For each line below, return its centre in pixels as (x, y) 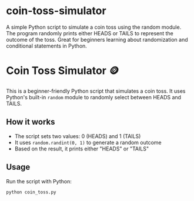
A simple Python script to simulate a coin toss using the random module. (94, 27)
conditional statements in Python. (46, 46)
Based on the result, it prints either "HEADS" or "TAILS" (81, 149)
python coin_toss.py (31, 192)
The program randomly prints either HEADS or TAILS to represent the (90, 33)
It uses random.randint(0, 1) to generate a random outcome (88, 142)
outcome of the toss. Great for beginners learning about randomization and (97, 39)
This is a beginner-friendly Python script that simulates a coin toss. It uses (96, 91)
